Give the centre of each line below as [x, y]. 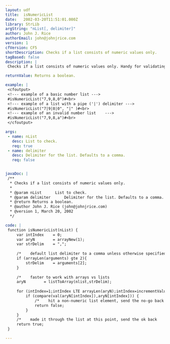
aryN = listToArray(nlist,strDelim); [64, 282]
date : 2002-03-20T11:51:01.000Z [42, 19]
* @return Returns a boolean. [41, 202]
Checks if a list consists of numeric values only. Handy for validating [87, 66]
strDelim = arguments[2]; [56, 263]
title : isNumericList [29, 15]
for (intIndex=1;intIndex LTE [48, 291]
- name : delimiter [27, 151]
